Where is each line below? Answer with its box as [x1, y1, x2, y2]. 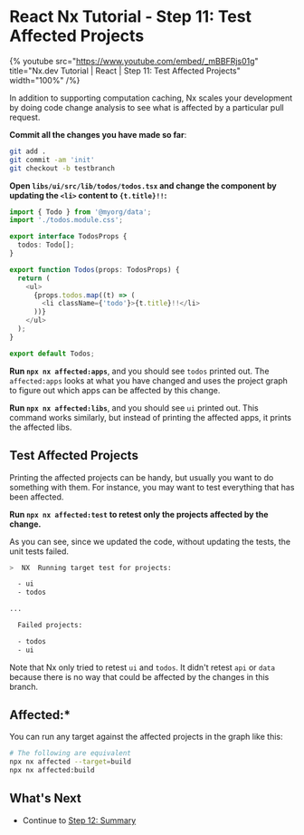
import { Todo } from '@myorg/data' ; [9, 207, 152, 217]
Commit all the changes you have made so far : [9, 129, 187, 140]
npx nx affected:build [9, 766, 95, 775]
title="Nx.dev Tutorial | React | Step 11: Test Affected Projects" [9, 65, 242, 76]
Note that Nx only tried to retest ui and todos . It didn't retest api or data [9, 662, 276, 673]
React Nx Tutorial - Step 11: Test [9, 6, 252, 27]
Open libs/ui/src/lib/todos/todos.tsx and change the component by [9, 180, 278, 191]
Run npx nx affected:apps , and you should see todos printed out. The [9, 365, 270, 376]
